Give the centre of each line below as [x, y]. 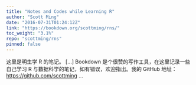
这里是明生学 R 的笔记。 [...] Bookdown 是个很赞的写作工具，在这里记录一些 [98, 62]
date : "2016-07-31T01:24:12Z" [43, 22]
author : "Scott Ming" [33, 17]
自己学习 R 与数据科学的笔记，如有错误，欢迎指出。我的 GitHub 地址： [92, 69]
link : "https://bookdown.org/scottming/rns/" [63, 28]
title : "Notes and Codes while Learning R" [61, 11]
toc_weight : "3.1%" [30, 33]
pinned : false [24, 45]
